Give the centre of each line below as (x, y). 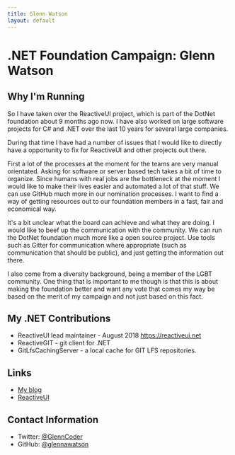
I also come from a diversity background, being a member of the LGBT (110, 274)
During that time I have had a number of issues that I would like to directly (115, 142)
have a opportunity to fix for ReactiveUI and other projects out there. (107, 150)
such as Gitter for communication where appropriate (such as (97, 245)
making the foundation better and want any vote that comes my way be (111, 289)
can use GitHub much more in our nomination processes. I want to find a (113, 194)
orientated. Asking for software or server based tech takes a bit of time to (114, 171)
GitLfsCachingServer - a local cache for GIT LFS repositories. (107, 350)
